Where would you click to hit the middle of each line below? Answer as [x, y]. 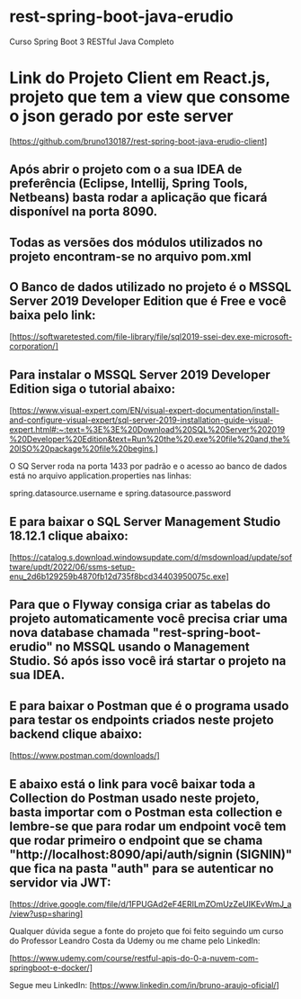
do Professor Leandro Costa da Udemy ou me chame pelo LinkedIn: [135, 941]
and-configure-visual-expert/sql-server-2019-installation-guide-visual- [142, 420]
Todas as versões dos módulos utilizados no [136, 242]
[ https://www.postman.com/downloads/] [84, 756]
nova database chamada [80, 633]
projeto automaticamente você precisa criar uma [149, 619]
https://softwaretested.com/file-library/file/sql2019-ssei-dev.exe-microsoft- [152, 337]
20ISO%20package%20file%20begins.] [84, 449]
